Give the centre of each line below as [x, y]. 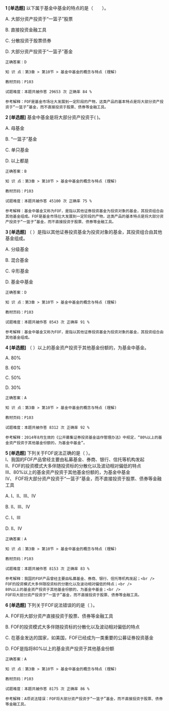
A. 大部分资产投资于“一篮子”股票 [39, 19]
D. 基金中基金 [19, 282]
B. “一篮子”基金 [21, 139]
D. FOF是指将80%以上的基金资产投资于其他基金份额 [60, 648]
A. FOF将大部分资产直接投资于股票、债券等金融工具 [59, 616]
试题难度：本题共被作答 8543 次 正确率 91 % [48, 322]
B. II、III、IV [18, 507]
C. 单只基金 [17, 150]
